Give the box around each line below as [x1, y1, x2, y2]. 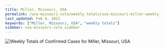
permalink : [5, 12, 27, 16]
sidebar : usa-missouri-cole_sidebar [5, 25, 80, 30]
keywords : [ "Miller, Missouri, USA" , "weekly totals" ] [5, 20, 120, 26]
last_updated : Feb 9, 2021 [5, 16, 60, 21]
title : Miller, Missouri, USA [5, 7, 67, 12]
